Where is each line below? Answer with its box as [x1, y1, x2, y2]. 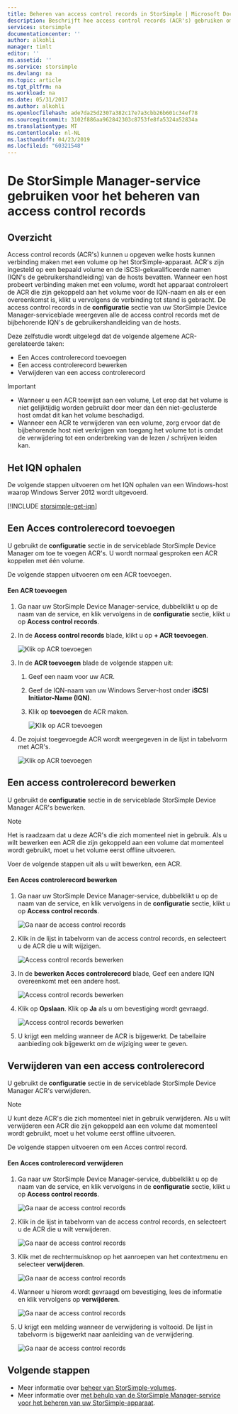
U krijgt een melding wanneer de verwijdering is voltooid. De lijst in [17, 1322, 213, 1331]
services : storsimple [7, 23, 72, 31]
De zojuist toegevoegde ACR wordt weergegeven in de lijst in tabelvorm [17, 734, 228, 743]
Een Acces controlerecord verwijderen [7, 1159, 124, 1168]
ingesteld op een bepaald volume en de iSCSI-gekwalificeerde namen [7, 266, 211, 274]
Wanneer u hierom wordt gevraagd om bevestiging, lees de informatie [17, 1287, 222, 1296]
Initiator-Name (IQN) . [28, 693, 92, 702]
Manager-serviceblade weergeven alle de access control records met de [7, 310, 220, 320]
